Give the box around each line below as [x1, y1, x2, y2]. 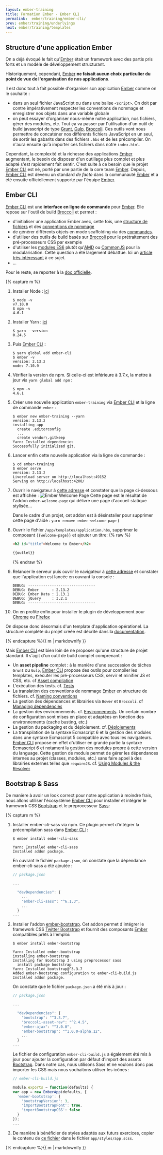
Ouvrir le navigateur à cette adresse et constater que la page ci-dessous [12, 487, 158, 493]
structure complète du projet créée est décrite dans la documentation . [5, 628, 146, 634]
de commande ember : [12, 404, 56, 410]
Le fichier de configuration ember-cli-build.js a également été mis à [12, 1051, 151, 1057]
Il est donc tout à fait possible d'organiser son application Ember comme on [5, 85, 157, 91]
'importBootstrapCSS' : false [21, 1108, 81, 1113]
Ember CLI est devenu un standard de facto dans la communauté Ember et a [5, 171, 159, 177]
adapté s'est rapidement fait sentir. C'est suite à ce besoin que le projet [5, 161, 148, 167]
